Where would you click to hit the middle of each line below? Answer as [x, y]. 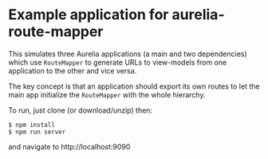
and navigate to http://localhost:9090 [69, 146]
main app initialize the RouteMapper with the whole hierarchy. [107, 94]
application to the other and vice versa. [73, 70]
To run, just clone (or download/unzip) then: [81, 110]
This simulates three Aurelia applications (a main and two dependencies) [128, 54]
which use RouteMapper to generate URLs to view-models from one [118, 62]
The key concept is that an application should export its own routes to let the [134, 86]
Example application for [89, 15]
